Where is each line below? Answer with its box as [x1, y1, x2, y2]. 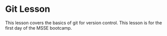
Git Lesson [5, 3, 50, 15]
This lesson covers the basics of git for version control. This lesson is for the [5, 20, 162, 26]
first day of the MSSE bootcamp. [5, 25, 72, 31]
